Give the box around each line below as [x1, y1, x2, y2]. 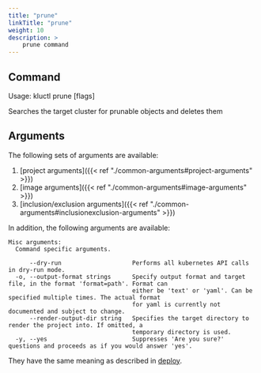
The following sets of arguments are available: [8, 150, 159, 160]
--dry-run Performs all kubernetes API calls [28, 258, 249, 267]
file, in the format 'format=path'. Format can [8, 280, 168, 288]
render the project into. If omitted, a [8, 321, 144, 329]
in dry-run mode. [8, 266, 66, 273]
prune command [22, 41, 69, 49]
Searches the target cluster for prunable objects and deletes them [8, 106, 223, 115]
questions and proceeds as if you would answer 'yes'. [8, 341, 193, 350]
